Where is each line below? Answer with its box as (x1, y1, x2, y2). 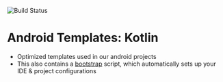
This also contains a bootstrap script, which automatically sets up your (16, 60, 217, 68)
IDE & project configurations (16, 66, 97, 75)
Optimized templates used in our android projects (16, 52, 157, 60)
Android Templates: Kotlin (7, 30, 159, 45)
